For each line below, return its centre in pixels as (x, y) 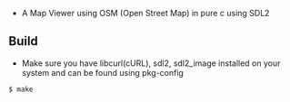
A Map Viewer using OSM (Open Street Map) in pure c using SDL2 (145, 13)
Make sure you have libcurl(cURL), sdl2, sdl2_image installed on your (151, 63)
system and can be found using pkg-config (102, 72)
